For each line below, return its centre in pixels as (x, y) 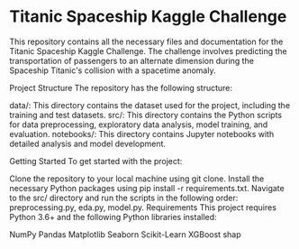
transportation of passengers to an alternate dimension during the (132, 60)
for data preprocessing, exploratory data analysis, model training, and (139, 124)
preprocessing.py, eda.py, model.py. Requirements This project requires (143, 207)
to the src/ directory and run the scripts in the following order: (124, 198)
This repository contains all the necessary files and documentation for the (146, 41)
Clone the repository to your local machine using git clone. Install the (137, 179)
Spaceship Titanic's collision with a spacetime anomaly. (113, 70)
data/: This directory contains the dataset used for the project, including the (150, 105)
